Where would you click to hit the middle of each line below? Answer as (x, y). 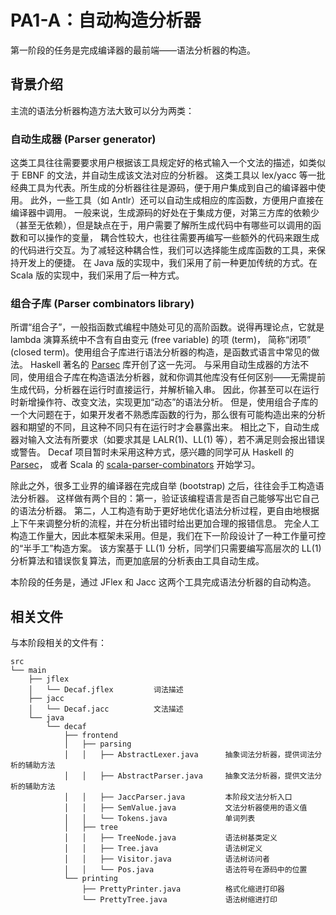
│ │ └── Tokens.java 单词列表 (159, 819)
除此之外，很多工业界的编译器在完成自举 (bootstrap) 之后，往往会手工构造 (163, 486)
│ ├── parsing (97, 744)
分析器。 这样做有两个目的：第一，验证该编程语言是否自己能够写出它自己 (169, 498)
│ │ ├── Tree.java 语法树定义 (163, 849)
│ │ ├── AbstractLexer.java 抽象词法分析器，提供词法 (189, 755)
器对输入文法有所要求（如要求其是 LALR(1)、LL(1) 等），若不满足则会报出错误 (168, 440)
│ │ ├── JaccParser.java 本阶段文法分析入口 (178, 797)
